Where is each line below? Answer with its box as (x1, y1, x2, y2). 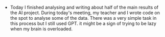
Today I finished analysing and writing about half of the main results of (10, 5, 159, 10)
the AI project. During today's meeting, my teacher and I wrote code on (10, 10, 160, 16)
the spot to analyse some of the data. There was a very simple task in (10, 15, 157, 21)
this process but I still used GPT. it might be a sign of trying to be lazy (10, 20, 157, 26)
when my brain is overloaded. (10, 26, 73, 32)
